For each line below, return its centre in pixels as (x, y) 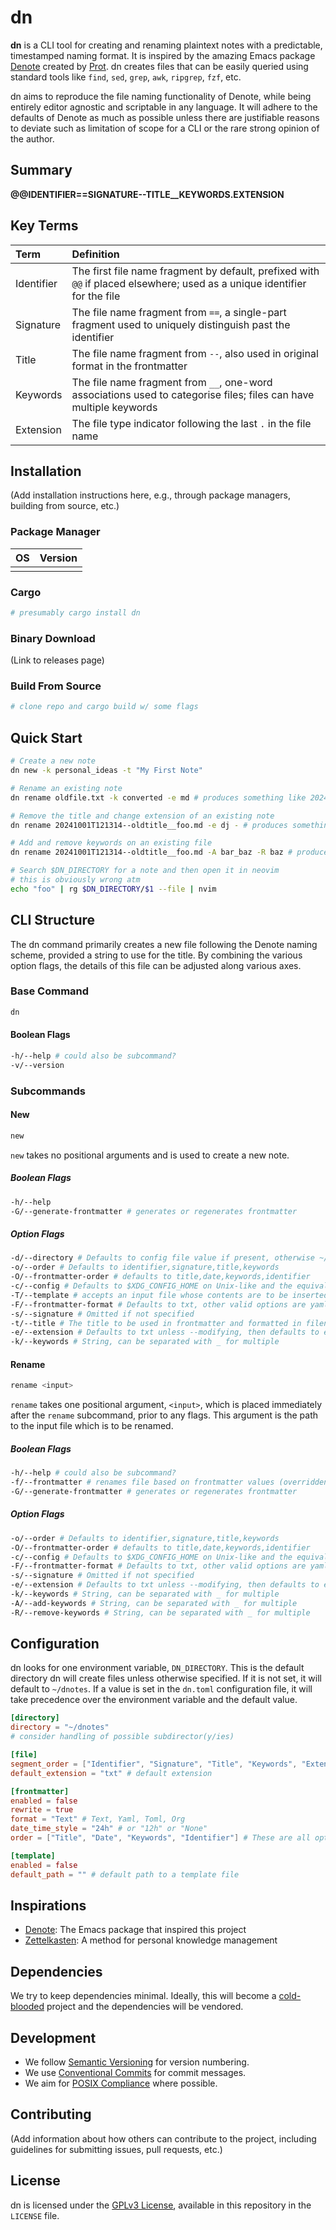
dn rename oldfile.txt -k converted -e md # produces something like (158, 797)
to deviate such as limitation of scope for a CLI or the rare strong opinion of (165, 128)
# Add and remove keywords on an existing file (111, 843)
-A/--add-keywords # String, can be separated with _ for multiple (154, 1603)
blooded (27, 2007)
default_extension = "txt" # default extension (111, 1773)
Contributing (51, 2114)
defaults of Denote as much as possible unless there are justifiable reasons (165, 117)
